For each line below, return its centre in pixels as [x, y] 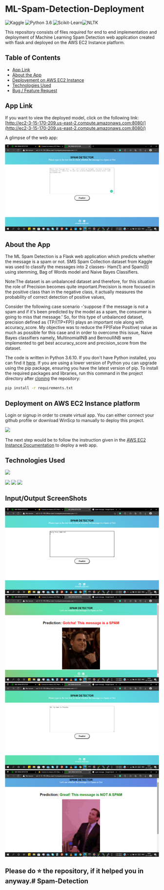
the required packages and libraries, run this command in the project [74, 374]
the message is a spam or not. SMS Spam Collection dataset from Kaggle [79, 262]
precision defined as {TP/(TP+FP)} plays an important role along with [74, 322]
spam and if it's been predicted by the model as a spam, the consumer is [78, 312]
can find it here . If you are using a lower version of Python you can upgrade [81, 363]
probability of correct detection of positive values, [55, 297]
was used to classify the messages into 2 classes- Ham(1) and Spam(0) [77, 267]
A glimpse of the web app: [31, 138]
